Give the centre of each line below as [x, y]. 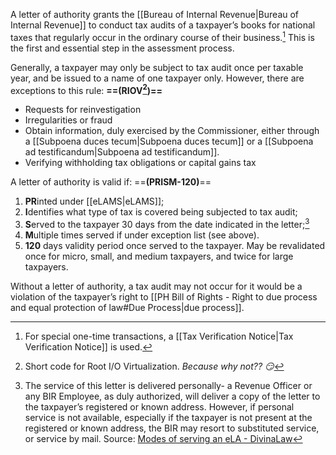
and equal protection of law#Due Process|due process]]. [127, 307]
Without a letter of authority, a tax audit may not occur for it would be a [156, 286]
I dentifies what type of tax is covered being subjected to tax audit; [161, 212]
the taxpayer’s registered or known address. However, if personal [159, 406]
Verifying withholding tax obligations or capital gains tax [140, 163]
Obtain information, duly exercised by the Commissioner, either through [172, 131]
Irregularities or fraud [68, 120]
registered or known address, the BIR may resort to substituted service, [172, 428]
